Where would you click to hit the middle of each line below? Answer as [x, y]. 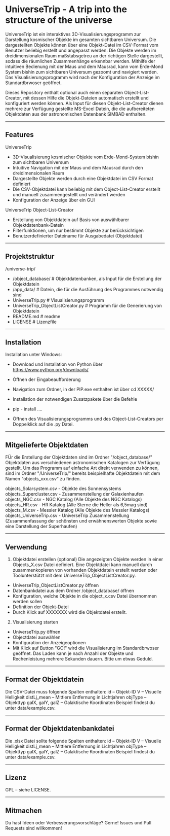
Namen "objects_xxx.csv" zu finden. [43, 479]
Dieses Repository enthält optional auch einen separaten [64, 92]
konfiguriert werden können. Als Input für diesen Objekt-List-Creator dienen [84, 103]
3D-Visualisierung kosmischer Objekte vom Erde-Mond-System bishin [86, 157]
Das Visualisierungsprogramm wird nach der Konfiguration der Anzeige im [83, 77]
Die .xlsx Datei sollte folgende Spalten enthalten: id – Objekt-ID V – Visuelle [83, 741]
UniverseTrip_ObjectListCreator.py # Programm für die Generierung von [87, 305]
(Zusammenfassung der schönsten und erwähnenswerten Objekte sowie [81, 521]
